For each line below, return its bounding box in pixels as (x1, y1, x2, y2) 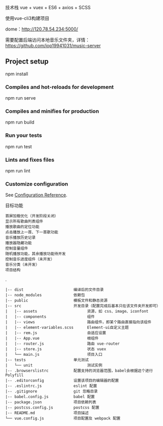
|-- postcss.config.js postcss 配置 (5, 405, 100, 410)
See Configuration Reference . (5, 192, 68, 198)
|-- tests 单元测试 (5, 357, 89, 362)
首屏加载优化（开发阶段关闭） (5, 214, 58, 219)
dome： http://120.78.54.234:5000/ (5, 26, 79, 32)
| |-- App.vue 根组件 (5, 336, 99, 341)
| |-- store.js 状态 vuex (5, 347, 107, 352)
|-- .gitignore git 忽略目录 (5, 389, 98, 394)
